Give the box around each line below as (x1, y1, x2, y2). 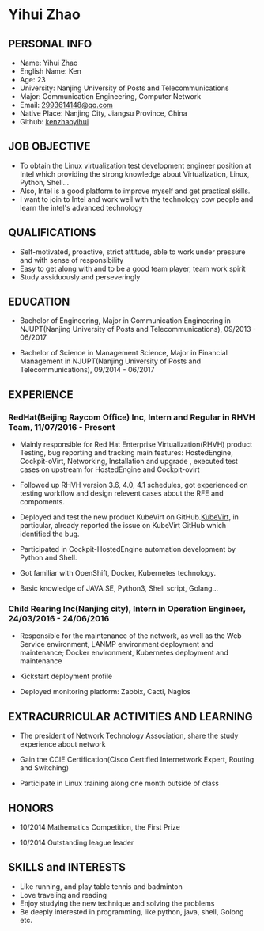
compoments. (19, 497, 65, 507)
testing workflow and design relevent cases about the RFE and (19, 488, 224, 498)
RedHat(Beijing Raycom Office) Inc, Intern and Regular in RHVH (8, 412, 255, 423)
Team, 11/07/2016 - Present (8, 421, 115, 432)
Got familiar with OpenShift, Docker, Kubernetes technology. (19, 568, 217, 578)
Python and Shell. (19, 553, 77, 563)
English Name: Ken (19, 66, 81, 76)
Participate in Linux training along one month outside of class (19, 778, 220, 788)
